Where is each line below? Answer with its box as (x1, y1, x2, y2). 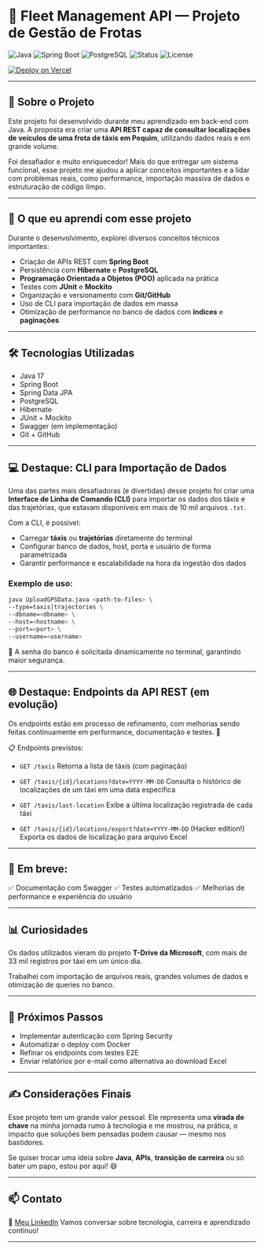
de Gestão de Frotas (8, 24, 142, 42)
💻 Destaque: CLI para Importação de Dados (8, 461, 227, 474)
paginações (19, 315, 60, 325)
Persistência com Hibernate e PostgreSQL (19, 265, 159, 274)
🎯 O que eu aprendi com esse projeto (8, 212, 192, 225)
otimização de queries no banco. (8, 980, 115, 990)
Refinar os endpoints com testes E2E (19, 1047, 139, 1057)
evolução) (8, 698, 59, 712)
